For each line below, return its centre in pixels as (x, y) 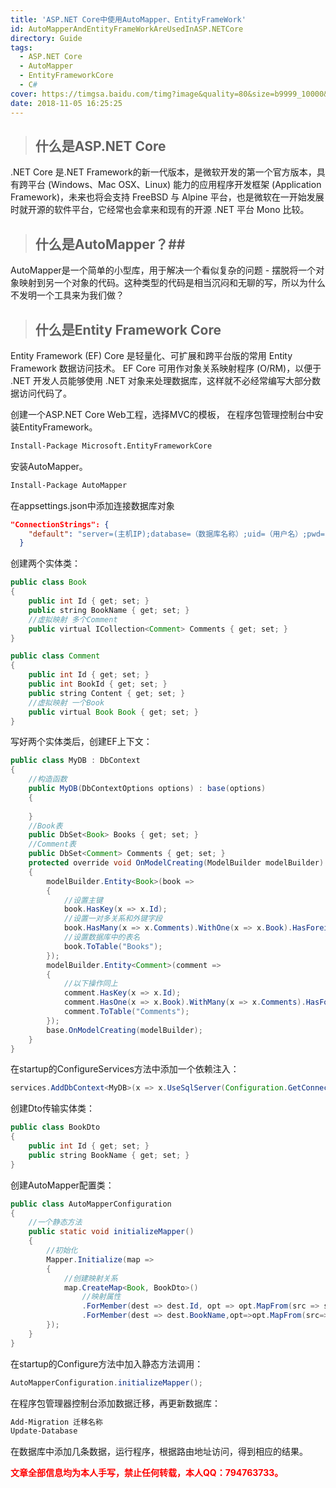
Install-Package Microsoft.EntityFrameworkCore (111, 446)
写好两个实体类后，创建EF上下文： (81, 742)
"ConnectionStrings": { (60, 524)
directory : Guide (46, 38)
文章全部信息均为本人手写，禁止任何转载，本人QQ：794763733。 (147, 1473)
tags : (21, 47)
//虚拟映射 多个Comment (73, 619)
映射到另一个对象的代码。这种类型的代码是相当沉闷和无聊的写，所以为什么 (172, 283)
